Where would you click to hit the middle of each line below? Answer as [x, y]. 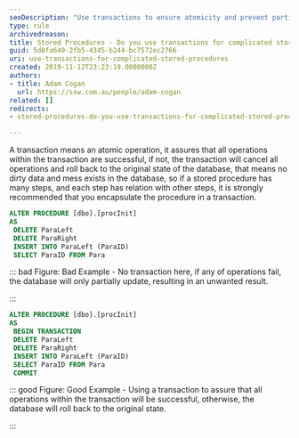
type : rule [29, 26]
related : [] [31, 100]
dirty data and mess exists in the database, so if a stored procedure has [141, 178]
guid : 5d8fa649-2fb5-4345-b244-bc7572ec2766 [93, 51]
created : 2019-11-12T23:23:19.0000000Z [83, 68]
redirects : [29, 109]
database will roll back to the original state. [88, 409]
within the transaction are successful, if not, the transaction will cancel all [144, 159]
